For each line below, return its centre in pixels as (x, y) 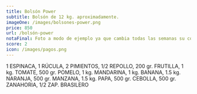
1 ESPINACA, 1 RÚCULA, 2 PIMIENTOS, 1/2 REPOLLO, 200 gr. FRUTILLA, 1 (95, 66)
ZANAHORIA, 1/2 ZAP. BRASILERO (47, 85)
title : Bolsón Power (31, 11)
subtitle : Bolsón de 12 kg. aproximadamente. (62, 17)
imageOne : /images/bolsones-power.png (53, 22)
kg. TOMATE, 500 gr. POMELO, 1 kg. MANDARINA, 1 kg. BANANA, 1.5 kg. (94, 72)
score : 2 (17, 44)
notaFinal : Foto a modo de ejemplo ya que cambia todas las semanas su (95, 39)
